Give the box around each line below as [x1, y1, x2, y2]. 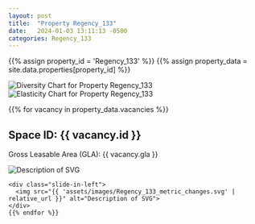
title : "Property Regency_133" [8, 19, 117, 27]
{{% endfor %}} [8, 209, 60, 218]
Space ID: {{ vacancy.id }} [8, 128, 142, 142]
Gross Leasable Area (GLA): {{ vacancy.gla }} [8, 150, 158, 160]
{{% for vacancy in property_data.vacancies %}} [8, 105, 169, 114]
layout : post [8, 11, 52, 20]
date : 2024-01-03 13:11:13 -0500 [8, 27, 128, 35]
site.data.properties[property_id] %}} [8, 65, 131, 75]
